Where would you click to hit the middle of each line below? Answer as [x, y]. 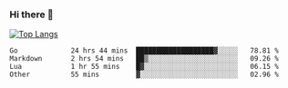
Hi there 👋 [32, 15]
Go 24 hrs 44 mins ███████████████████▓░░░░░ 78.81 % [144, 51]
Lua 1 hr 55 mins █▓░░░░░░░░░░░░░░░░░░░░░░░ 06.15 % [144, 67]
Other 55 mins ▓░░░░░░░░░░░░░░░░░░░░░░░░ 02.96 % [144, 75]
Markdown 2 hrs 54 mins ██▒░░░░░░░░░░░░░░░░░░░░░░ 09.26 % [144, 59]
